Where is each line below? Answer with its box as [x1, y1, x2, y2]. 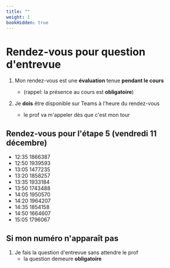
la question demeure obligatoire [23, 255, 102, 262]
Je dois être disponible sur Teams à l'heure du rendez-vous [14, 100, 160, 107]
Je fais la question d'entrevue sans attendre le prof [14, 249, 138, 256]
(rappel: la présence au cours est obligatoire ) [23, 89, 134, 96]
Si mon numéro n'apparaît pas [6, 233, 119, 243]
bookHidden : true [6, 19, 49, 25]
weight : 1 [6, 14, 31, 20]
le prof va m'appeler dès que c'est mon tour [23, 112, 131, 119]
